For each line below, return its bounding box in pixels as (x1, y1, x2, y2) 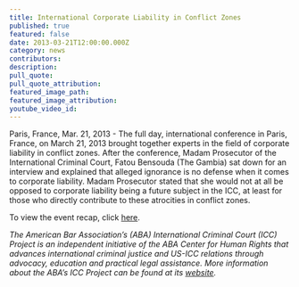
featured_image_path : (9, 87, 90, 96)
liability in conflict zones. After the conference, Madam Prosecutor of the (9, 148, 277, 159)
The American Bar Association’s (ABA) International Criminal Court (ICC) (9, 229, 278, 241)
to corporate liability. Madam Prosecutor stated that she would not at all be (9, 176, 284, 187)
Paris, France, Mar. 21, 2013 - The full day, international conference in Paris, (9, 128, 288, 139)
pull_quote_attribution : (9, 79, 102, 88)
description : (9, 63, 58, 72)
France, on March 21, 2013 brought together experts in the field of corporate (9, 138, 290, 149)
